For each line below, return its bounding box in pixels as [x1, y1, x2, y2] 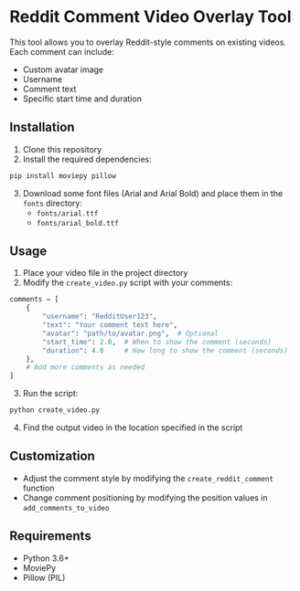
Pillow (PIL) [22, 572, 66, 583]
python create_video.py [9, 406, 101, 415]
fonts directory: [22, 197, 82, 208]
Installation [9, 120, 75, 135]
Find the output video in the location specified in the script [22, 422, 243, 433]
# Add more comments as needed [26, 363, 145, 372]
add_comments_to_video [22, 503, 110, 512]
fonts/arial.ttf [36, 208, 99, 218]
